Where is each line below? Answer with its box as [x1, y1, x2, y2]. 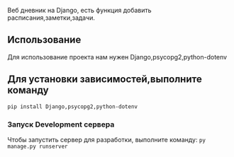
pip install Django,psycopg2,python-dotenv [7, 103, 138, 110]
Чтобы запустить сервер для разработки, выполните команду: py [7, 135, 206, 144]
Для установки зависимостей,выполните [7, 74, 202, 86]
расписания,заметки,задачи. [7, 13, 96, 22]
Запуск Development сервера [7, 120, 115, 129]
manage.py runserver [7, 143, 69, 150]
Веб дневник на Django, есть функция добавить [7, 6, 152, 14]
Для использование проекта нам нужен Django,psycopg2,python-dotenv [7, 52, 228, 61]
